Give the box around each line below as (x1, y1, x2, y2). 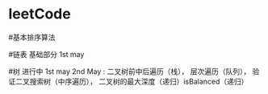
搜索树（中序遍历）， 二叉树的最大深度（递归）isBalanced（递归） (29, 76, 249, 86)
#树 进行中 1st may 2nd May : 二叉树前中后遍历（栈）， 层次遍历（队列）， (8, 66, 251, 76)
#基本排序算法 (8, 32, 56, 42)
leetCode (8, 5, 71, 23)
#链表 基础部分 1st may (8, 49, 85, 59)
